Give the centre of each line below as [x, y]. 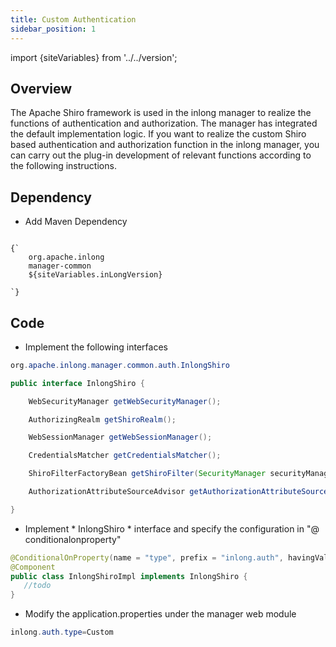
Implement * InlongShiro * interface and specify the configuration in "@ [172, 528]
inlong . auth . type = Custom [62, 632]
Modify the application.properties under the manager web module [160, 614]
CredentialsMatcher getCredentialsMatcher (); [125, 456]
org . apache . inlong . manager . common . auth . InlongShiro [120, 365]
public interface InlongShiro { [77, 383]
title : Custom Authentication [73, 19]
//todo [37, 586]
